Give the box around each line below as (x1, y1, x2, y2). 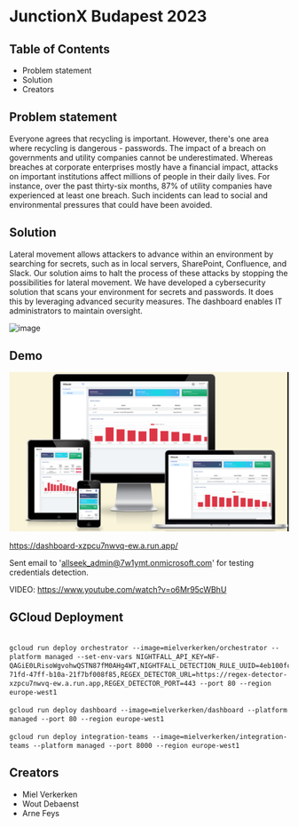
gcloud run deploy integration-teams (9, 732, 149, 741)
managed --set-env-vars (44, 652, 133, 661)
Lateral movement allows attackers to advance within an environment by (9, 249, 274, 259)
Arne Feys (21, 807, 60, 818)
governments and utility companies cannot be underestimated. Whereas (9, 152, 273, 163)
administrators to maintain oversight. (9, 305, 144, 316)
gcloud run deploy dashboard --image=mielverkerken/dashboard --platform (9, 705, 288, 714)
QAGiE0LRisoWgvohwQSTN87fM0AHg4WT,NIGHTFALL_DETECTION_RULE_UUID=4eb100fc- (9, 661, 295, 670)
